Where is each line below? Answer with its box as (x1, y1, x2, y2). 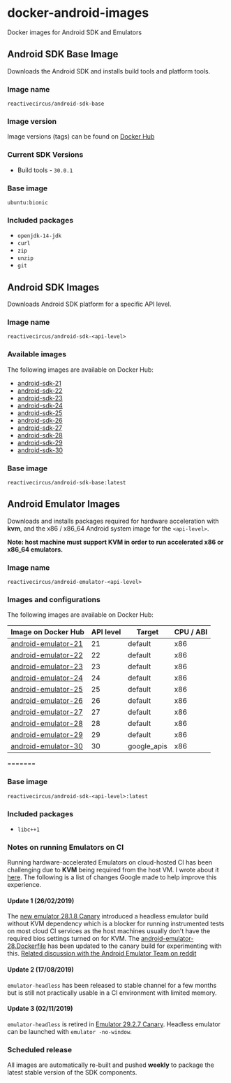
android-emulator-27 (10, 707, 84, 717)
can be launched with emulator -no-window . (7, 1027, 133, 1035)
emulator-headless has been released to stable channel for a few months (7, 981, 217, 989)
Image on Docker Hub (10, 627, 85, 637)
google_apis (128, 741, 167, 751)
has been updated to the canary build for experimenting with (47, 942, 222, 950)
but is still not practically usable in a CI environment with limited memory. (7, 988, 218, 997)
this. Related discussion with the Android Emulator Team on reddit (7, 949, 197, 958)
